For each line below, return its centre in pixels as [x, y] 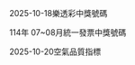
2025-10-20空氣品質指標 [55, 51]
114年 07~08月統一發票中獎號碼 [68, 32]
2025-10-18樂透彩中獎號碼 [58, 13]
